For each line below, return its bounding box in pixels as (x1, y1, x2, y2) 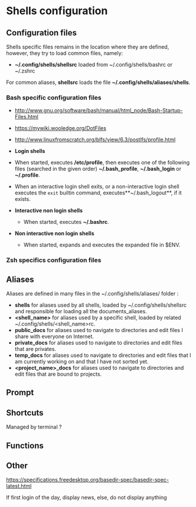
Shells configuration (6, 4, 108, 18)
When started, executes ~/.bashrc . (23, 219, 109, 226)
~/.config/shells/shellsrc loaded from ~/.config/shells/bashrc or (14, 61, 173, 68)
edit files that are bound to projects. (14, 370, 102, 378)
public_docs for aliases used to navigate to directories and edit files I (14, 327, 183, 334)
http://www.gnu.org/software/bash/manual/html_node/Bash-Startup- (14, 107, 183, 114)
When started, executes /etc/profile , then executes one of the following (14, 159, 190, 166)
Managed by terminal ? (6, 424, 62, 431)
